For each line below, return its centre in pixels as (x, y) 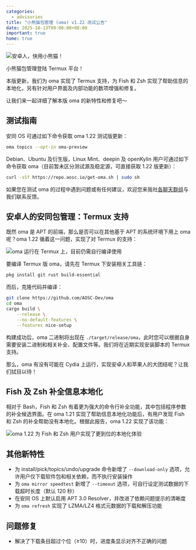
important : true (26, 33)
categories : (20, 11)
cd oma (14, 304)
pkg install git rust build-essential (53, 275)
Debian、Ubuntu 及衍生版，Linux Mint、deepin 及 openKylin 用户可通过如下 (97, 159)
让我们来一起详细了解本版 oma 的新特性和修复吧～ (67, 101)
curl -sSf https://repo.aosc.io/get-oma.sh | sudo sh (73, 177)
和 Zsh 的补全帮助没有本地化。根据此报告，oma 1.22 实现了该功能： (88, 421)
